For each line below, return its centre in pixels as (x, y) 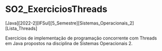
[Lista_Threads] (21, 28)
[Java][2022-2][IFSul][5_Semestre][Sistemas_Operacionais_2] (70, 23)
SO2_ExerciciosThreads (56, 9)
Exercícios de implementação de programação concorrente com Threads (81, 38)
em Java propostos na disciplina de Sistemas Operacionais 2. (69, 43)
